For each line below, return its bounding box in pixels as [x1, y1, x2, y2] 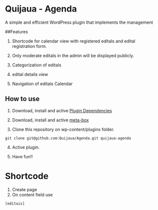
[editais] [5, 201, 25, 206]
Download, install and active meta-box [12, 117, 89, 123]
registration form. [12, 43, 47, 49]
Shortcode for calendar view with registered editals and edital [12, 38, 136, 44]
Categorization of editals [12, 62, 62, 68]
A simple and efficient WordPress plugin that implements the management [5, 19, 154, 25]
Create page [12, 186, 37, 192]
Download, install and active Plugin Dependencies [12, 107, 112, 113]
